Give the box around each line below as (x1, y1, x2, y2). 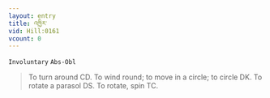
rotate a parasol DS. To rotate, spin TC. (28, 81, 159, 91)
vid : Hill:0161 (8, 27, 60, 35)
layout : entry (8, 11, 57, 20)
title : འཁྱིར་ (8, 19, 47, 28)
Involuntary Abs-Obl (8, 58, 76, 66)
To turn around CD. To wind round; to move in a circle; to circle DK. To (28, 72, 263, 82)
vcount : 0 (8, 34, 42, 43)
